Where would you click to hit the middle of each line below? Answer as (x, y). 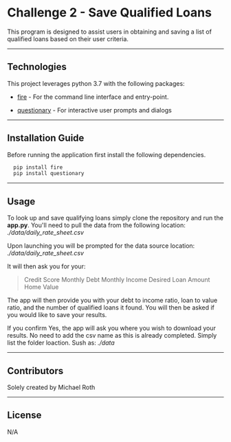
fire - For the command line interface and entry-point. (93, 97)
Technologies (37, 67)
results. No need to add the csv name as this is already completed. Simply (112, 336)
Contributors (35, 371)
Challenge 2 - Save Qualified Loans (109, 13)
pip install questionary (49, 174)
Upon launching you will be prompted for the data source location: (101, 246)
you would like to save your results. (57, 315)
